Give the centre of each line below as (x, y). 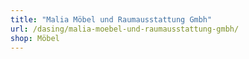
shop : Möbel (35, 38)
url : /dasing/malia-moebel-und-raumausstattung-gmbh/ (125, 29)
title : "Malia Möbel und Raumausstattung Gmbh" (111, 19)
